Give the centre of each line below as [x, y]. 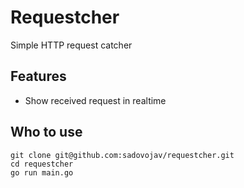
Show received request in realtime [95, 100]
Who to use [46, 132]
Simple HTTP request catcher [71, 45]
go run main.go [42, 172]
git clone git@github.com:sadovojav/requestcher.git [122, 155]
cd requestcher [42, 164]
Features [38, 76]
